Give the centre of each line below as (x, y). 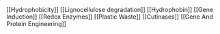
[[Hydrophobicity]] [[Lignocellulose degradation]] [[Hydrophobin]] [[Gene (110, 10)
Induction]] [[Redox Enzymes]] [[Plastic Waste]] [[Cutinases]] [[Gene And (110, 17)
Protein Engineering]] (36, 24)
